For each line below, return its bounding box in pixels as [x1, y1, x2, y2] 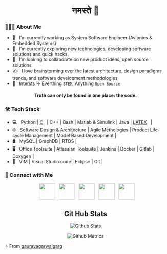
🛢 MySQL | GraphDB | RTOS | [12, 138, 77, 144]
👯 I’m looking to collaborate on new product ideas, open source [12, 56, 149, 63]
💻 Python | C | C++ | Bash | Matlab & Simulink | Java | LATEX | [12, 119, 152, 125]
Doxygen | [12, 153, 34, 159]
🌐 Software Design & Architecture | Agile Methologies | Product [12, 126, 149, 133]
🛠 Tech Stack [5, 105, 40, 112]
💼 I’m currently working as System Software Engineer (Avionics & [12, 35, 152, 41]
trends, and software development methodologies [12, 75, 118, 81]
